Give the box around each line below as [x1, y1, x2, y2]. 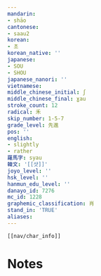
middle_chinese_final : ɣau [7, 96, 86, 103]
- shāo [7, 17, 27, 24]
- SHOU [7, 69, 27, 76]
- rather [7, 148, 33, 155]
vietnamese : [7, 82, 42, 89]
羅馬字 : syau [7, 154, 42, 162]
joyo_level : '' [7, 167, 52, 175]
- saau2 [7, 30, 30, 37]
